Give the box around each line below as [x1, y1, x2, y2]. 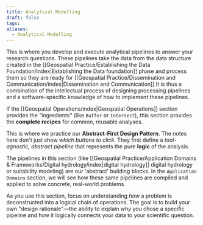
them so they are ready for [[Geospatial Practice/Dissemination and [6, 74, 176, 81]
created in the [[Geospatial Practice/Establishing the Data [6, 61, 151, 69]
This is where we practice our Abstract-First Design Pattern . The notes [6, 130, 187, 137]
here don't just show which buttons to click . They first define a [6, 136, 163, 144]
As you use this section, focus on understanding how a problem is [6, 192, 173, 199]
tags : [6, 20, 20, 26]
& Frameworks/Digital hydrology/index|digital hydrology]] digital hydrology [6, 161, 193, 168]
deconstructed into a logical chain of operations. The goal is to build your [6, 199, 190, 206]
